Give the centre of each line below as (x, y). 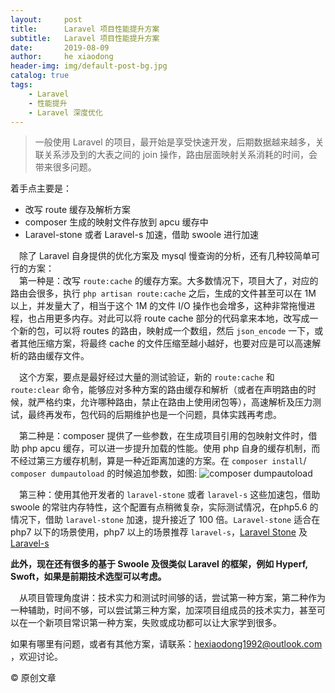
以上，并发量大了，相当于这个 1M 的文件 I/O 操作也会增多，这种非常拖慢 (158, 306)
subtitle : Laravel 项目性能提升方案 (85, 38)
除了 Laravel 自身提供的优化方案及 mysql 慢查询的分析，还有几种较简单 (165, 256)
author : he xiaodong (62, 57)
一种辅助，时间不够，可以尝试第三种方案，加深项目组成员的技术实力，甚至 (163, 610)
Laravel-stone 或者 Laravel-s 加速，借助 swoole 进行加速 (142, 235)
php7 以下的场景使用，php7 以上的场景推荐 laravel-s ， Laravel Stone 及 (159, 532)
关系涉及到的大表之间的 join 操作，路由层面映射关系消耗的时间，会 (180, 155)
